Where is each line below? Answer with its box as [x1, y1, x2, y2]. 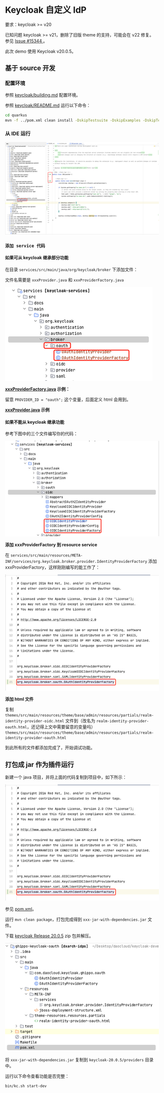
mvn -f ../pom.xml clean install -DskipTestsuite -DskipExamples [5, 118, 141, 123]
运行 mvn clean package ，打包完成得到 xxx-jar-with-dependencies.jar [5, 916, 147, 923]
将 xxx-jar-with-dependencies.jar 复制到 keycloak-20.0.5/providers [5, 1057, 144, 1063]
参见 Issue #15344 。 [5, 38, 48, 44]
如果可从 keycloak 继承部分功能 [5, 255, 69, 261]
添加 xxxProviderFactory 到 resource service [5, 542, 98, 548]
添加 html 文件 [5, 696, 34, 702]
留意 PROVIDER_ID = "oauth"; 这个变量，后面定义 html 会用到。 [5, 396, 131, 402]
